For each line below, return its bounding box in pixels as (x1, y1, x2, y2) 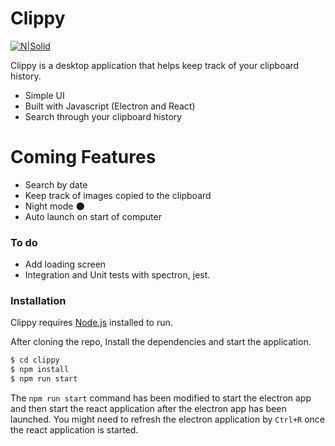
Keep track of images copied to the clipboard (24, 189, 212, 201)
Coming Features (10, 146, 157, 169)
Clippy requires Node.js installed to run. (10, 317, 173, 329)
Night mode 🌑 (24, 200, 86, 212)
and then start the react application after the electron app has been (10, 403, 287, 415)
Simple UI (24, 89, 65, 101)
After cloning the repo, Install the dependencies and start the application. (10, 336, 312, 348)
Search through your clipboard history (24, 110, 183, 122)
